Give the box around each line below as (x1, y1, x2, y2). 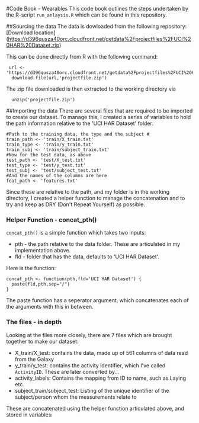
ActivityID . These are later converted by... (14, 368, 120, 375)
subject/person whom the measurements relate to (14, 393, 137, 400)
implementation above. (14, 247, 71, 254)
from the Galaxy (14, 355, 54, 363)
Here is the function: (6, 265, 56, 272)
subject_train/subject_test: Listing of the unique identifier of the (14, 387, 169, 394)
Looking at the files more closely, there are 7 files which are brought (6, 331, 172, 338)
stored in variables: (6, 411, 53, 418)
